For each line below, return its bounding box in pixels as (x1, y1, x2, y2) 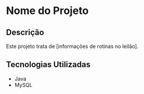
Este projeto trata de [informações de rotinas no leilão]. (6, 43, 139, 50)
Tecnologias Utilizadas (6, 60, 91, 69)
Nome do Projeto (6, 4, 89, 18)
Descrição (6, 27, 44, 37)
